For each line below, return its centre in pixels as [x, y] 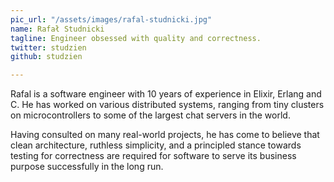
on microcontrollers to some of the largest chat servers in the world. [150, 115]
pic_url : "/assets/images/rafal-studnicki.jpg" [111, 19]
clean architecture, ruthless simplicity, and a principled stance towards [156, 145]
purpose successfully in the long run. [87, 167]
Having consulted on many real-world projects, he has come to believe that [165, 135]
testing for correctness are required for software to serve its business [153, 156]
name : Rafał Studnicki [57, 29]
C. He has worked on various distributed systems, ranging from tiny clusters [167, 105]
